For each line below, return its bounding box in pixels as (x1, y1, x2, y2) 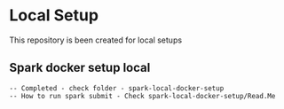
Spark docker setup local (9, 60, 151, 75)
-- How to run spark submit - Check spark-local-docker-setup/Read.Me (9, 91, 276, 100)
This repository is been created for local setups (9, 35, 183, 45)
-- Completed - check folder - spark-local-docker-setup (9, 83, 225, 93)
